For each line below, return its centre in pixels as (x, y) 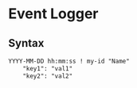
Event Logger (53, 14)
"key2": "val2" (48, 76)
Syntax (26, 43)
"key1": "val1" (48, 68)
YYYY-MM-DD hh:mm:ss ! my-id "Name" (69, 61)
